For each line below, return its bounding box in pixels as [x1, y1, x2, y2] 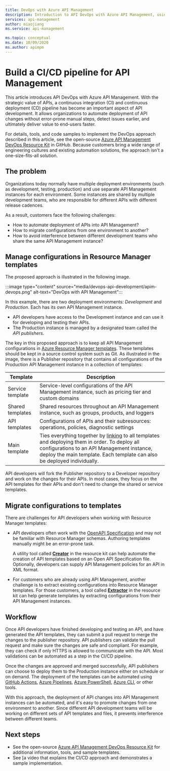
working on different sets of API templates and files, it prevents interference [5, 710, 163, 716]
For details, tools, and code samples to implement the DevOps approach [5, 131, 156, 137]
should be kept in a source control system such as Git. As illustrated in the [5, 351, 160, 357]
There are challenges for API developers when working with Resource [5, 515, 151, 521]
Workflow [5, 612, 37, 621]
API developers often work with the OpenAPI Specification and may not [12, 530, 161, 536]
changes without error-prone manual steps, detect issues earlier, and [5, 115, 150, 122]
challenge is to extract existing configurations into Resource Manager [12, 582, 158, 588]
